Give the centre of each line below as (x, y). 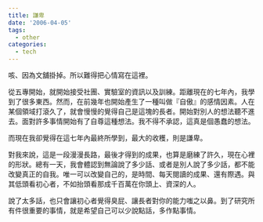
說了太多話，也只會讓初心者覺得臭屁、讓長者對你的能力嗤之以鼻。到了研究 (128, 200)
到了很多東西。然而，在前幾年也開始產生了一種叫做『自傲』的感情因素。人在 (131, 102)
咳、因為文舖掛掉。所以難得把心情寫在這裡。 (80, 75)
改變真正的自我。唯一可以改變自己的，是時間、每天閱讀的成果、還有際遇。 (128, 174)
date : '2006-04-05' (40, 23)
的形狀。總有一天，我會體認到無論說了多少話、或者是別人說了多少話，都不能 (131, 164)
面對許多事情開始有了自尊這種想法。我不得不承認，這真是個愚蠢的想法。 (138, 121)
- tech (26, 52)
